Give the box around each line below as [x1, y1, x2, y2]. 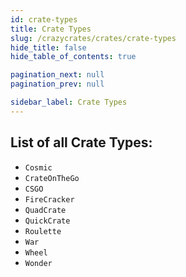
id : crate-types [10, 14, 78, 25]
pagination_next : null [10, 70, 105, 80]
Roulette [24, 226, 62, 236]
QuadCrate [24, 205, 67, 215]
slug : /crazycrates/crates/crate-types [10, 33, 177, 43]
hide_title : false [10, 42, 87, 53]
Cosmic [24, 162, 53, 173]
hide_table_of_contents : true [10, 52, 137, 62]
